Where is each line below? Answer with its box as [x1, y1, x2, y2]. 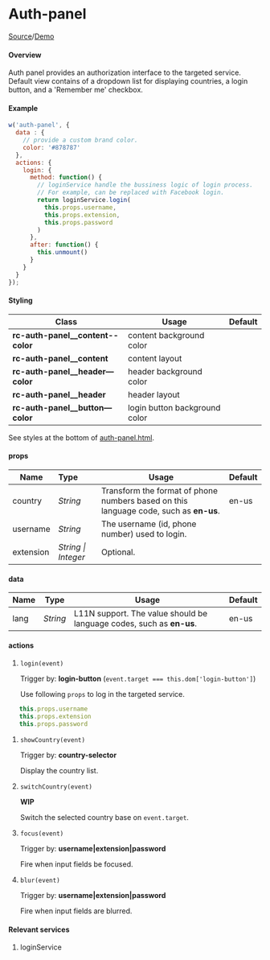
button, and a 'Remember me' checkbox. [8, 85, 143, 95]
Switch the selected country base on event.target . [19, 813, 189, 822]
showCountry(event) [19, 736, 86, 744]
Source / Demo [8, 31, 55, 41]
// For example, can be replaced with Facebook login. [37, 188, 225, 197]
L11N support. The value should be [73, 608, 208, 620]
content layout [127, 352, 182, 364]
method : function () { [29, 174, 103, 182]
